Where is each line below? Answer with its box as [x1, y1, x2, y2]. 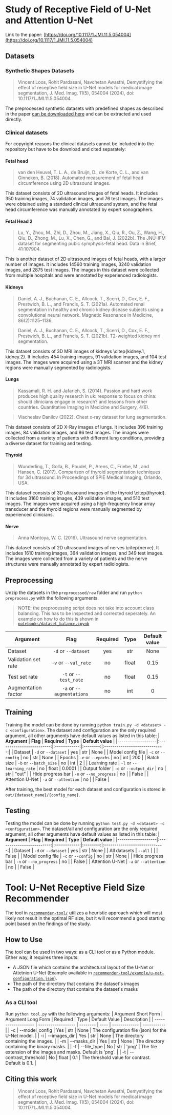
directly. [5, 116, 23, 122]
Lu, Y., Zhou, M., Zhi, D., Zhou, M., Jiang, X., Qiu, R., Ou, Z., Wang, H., [17, 229, 165, 236]
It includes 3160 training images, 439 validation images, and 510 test [5, 495, 150, 501]
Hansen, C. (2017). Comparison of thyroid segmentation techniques [17, 469, 160, 475]
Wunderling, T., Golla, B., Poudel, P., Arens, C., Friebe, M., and [17, 463, 149, 469]
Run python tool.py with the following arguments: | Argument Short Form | [5, 1010, 163, 1017]
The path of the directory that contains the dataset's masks [12, 986, 138, 992]
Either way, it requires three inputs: [5, 954, 79, 960]
